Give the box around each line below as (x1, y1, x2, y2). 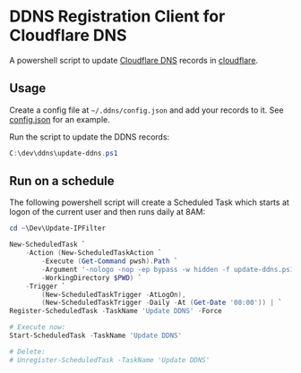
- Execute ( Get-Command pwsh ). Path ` (41, 257, 178, 266)
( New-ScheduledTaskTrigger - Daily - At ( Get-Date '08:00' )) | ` (41, 298, 282, 308)
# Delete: (9, 347, 47, 356)
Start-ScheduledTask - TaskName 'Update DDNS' (9, 331, 182, 341)
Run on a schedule (9, 174, 115, 189)
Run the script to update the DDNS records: (9, 131, 170, 142)
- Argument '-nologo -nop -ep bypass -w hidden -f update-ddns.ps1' (41, 265, 298, 274)
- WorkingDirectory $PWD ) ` (41, 273, 142, 283)
